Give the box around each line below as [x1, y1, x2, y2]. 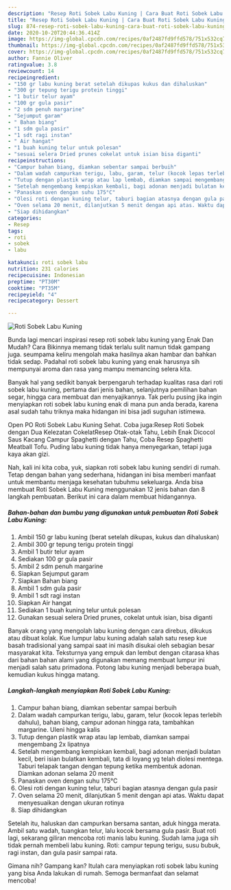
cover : [8, 49, 27, 56]
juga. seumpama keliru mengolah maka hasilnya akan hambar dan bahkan [8, 350, 217, 358]
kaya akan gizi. [8, 450, 50, 458]
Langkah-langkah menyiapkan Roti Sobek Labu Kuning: [8, 686, 171, 695]
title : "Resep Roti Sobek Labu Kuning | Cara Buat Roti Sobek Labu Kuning [8, 17, 226, 23]
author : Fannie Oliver [8, 55, 73, 62]
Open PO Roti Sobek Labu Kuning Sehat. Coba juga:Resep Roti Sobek [8, 421, 204, 429]
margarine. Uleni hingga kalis [17, 726, 100, 734]
